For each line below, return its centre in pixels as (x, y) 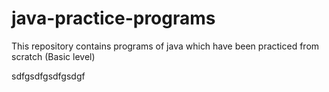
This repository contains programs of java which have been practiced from (165, 46)
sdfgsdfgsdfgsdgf (48, 76)
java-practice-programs (113, 18)
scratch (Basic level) (53, 56)
